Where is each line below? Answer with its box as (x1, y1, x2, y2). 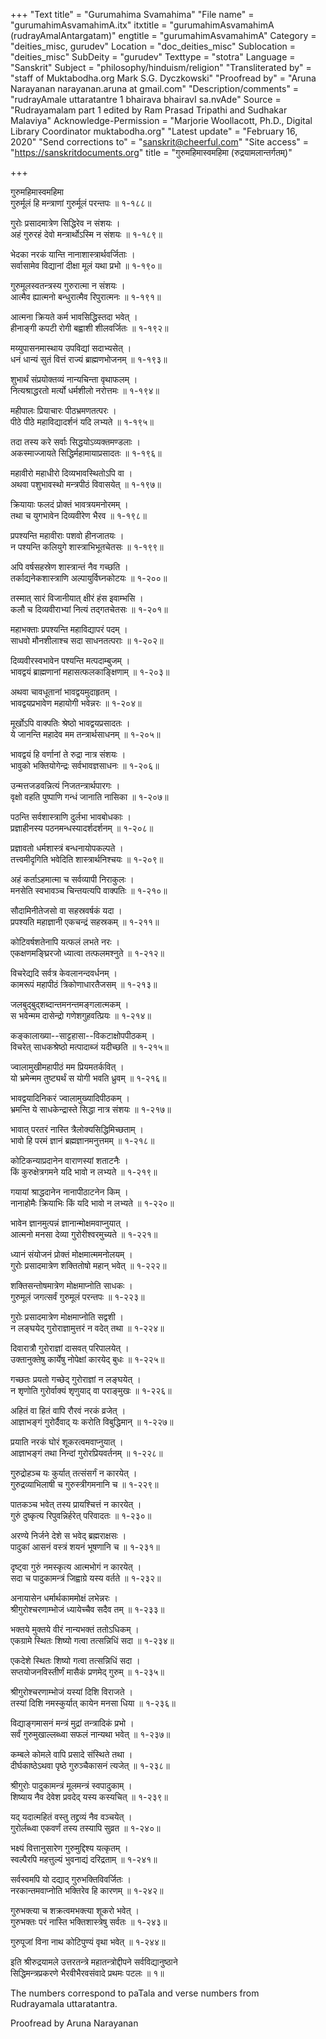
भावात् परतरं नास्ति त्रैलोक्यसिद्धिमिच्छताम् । (10, 1124, 144, 1135)
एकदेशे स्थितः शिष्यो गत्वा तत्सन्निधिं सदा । (10, 1655, 141, 1666)
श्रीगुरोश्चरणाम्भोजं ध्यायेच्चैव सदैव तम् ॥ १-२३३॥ (10, 1604, 165, 1615)
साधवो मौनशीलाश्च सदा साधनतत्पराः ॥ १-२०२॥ (10, 635, 164, 646)
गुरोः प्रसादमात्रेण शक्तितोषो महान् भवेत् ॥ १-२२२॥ (10, 1260, 167, 1271)
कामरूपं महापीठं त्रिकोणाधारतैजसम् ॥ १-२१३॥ (10, 979, 158, 990)
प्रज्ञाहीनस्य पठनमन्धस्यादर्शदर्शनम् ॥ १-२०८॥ (10, 822, 154, 834)
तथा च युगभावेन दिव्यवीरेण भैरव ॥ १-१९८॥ (10, 510, 147, 521)
